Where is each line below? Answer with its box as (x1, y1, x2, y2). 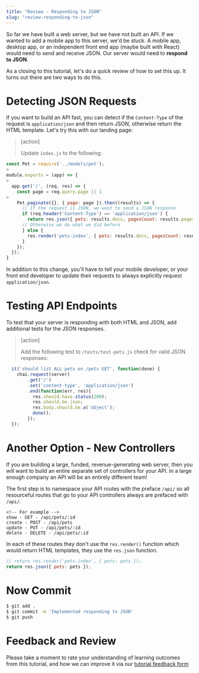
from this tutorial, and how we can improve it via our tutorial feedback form (6, 660, 189, 667)
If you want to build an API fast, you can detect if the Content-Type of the (6, 114, 184, 121)
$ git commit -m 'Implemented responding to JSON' (6, 609, 134, 615)
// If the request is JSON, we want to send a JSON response (21, 206, 176, 211)
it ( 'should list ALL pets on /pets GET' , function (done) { (11, 366, 161, 372)
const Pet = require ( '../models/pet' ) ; (6, 161, 105, 167)
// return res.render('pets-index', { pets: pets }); (6, 558, 142, 564)
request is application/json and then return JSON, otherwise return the (6, 120, 182, 128)
